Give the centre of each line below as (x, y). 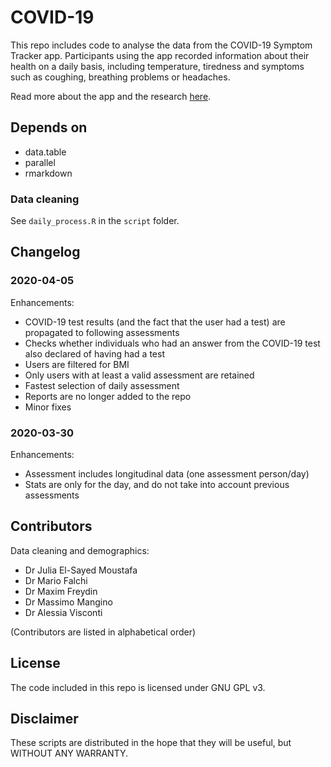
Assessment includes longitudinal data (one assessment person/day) (167, 474)
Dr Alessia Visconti (63, 612)
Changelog (45, 252)
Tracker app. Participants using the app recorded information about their (160, 55)
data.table (45, 152)
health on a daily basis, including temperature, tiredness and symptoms (157, 66)
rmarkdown (48, 173)
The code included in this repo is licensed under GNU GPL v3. (138, 687)
